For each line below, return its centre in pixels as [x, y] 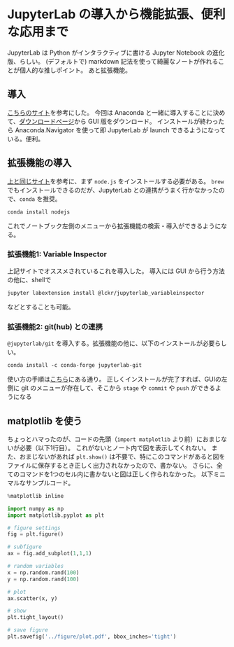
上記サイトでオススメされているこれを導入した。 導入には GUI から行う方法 [116, 271]
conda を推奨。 [40, 199]
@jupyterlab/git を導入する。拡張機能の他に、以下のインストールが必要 [111, 343]
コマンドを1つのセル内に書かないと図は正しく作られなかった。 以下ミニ [122, 474]
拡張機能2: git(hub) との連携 [55, 326]
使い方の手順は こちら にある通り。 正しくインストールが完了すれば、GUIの [114, 380]
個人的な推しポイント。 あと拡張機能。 [75, 70]
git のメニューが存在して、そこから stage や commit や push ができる [118, 388]
